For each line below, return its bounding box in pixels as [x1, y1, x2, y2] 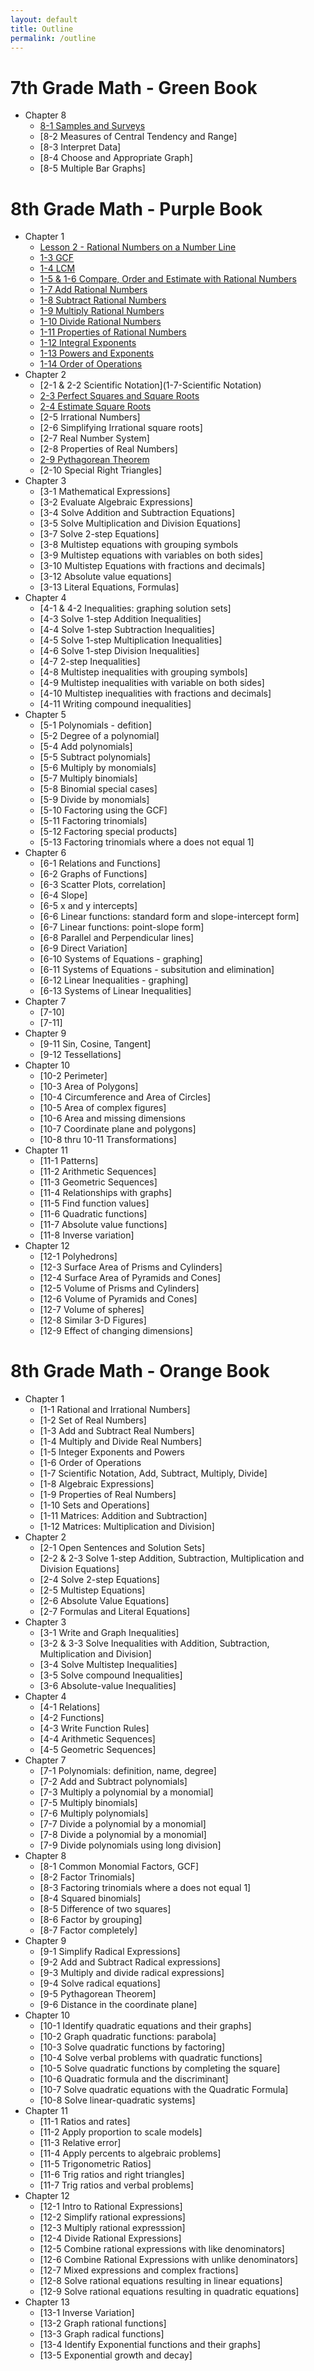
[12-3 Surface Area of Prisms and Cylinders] [39, 1261, 223, 1273]
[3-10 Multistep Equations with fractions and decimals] [39, 560, 266, 572]
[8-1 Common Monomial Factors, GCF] [39, 1861, 200, 1873]
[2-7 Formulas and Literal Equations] [39, 1606, 191, 1618]
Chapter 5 [24, 709, 67, 721]
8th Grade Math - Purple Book [10, 197, 263, 220]
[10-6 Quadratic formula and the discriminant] [39, 2073, 229, 2085]
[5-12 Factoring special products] [39, 826, 178, 838]
